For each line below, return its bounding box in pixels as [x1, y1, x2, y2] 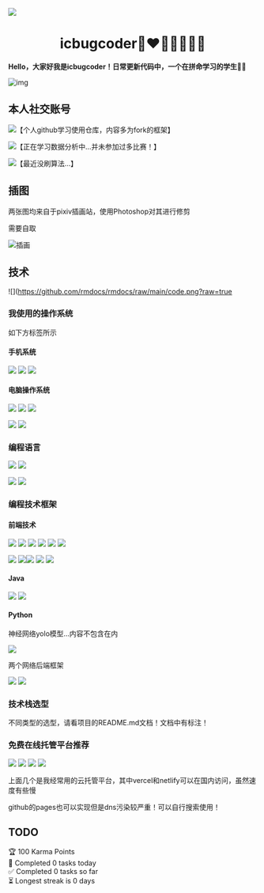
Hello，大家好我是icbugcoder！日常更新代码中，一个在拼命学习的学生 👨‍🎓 [8, 62, 247, 71]
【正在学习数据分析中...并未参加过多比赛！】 [16, 142, 161, 151]
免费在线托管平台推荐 [8, 740, 89, 751]
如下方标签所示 [8, 327, 57, 337]
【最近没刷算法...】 [16, 158, 78, 168]
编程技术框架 [8, 499, 58, 510]
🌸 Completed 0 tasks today [8, 858, 96, 868]
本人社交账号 [8, 103, 71, 116]
